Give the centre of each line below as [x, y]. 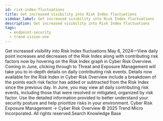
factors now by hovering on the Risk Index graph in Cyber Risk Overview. [79, 61]
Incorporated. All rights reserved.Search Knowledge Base [63, 113]
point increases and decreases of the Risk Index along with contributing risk [81, 56]
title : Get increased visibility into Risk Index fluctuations [71, 14]
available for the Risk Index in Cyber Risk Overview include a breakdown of [81, 77]
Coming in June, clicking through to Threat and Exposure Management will [80, 66]
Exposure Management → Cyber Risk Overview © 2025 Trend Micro [74, 108]
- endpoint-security [30, 32]
